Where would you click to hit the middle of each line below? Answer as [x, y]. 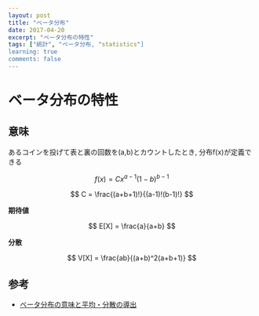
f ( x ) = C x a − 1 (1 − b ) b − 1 [132, 178]
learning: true [33, 52]
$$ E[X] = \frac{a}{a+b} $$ [132, 226]
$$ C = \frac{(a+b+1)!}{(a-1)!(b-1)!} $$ [132, 194]
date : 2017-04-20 [36, 30]
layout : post [29, 15]
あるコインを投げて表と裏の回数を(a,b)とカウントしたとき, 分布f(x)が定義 [126, 152]
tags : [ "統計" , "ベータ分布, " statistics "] [76, 45]
